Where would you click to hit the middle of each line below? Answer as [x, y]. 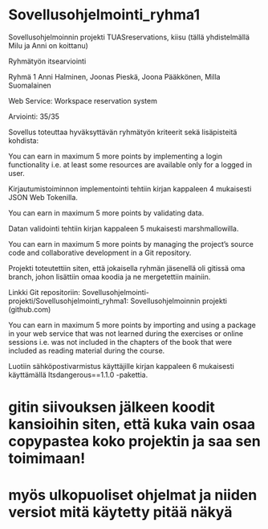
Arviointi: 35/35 [34, 116]
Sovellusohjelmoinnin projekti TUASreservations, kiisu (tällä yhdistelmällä [129, 37]
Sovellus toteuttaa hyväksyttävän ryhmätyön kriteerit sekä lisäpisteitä [123, 132]
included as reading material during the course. [87, 351]
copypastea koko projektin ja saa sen [134, 442]
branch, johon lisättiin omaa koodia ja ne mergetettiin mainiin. [110, 277]
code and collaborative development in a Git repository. [100, 252]
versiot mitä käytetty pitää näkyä [120, 513]
